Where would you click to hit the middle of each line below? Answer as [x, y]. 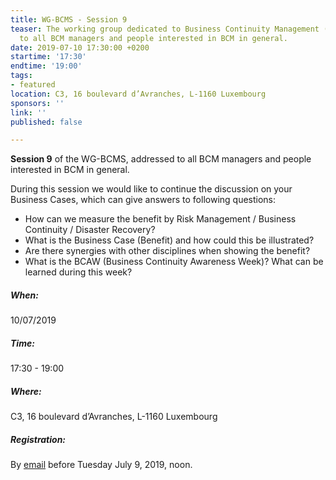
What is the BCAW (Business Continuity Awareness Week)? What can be [174, 262]
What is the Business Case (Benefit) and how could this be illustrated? [169, 240]
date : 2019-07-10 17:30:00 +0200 [80, 47]
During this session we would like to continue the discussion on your [151, 189]
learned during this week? [78, 272]
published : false [46, 122]
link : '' [28, 112]
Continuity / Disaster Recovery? [90, 230]
